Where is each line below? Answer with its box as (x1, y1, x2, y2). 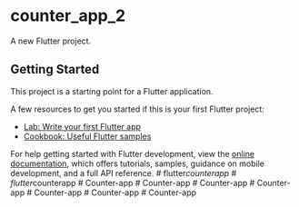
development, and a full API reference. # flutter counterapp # (10, 167, 237, 178)
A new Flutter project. (10, 35, 92, 46)
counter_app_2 (10, 5, 126, 26)
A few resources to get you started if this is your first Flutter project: (10, 103, 264, 114)
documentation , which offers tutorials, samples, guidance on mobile (10, 158, 264, 169)
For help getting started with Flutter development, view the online (10, 148, 255, 159)
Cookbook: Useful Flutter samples (23, 131, 152, 142)
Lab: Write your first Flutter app (23, 121, 142, 132)
